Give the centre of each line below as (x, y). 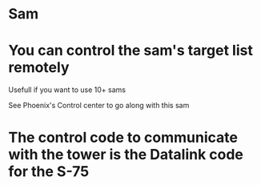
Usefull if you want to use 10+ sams (67, 90)
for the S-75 (49, 172)
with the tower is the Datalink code (126, 155)
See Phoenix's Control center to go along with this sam (99, 106)
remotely (39, 68)
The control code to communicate (123, 138)
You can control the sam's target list (131, 51)
